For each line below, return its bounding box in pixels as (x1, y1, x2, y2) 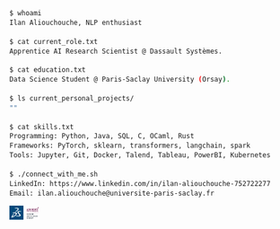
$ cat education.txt (9, 66, 87, 75)
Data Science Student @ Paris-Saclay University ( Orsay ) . (9, 75, 231, 84)
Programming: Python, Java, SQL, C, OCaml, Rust (9, 132, 195, 141)
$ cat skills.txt (9, 122, 74, 131)
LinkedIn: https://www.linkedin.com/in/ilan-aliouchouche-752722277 (9, 179, 271, 188)
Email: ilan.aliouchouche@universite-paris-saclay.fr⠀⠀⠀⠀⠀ (9, 189, 240, 198)
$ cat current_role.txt (9, 37, 99, 46)
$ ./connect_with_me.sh (9, 170, 99, 179)
